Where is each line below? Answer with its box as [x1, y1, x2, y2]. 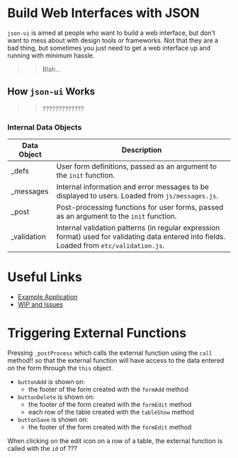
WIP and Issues [17, 300, 64, 309]
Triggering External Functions [7, 325, 186, 341]
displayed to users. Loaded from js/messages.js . [56, 191, 219, 201]
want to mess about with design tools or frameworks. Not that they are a [7, 36, 218, 44]
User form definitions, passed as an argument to [56, 161, 217, 171]
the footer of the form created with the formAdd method [28, 385, 189, 393]
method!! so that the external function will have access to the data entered [7, 356, 225, 364]
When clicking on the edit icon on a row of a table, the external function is [7, 436, 223, 445]
